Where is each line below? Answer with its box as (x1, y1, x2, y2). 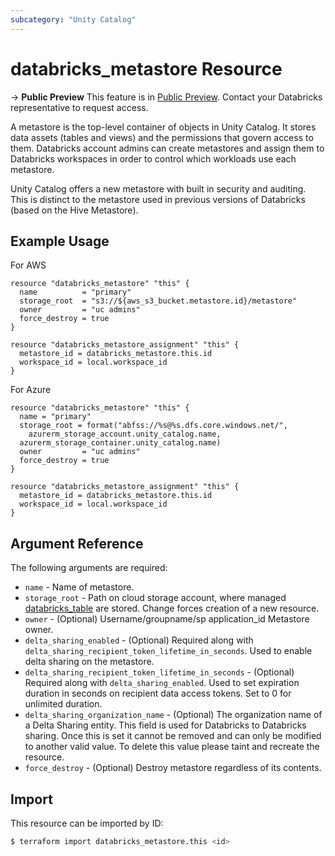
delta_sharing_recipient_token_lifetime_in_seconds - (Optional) (24, 666, 295, 678)
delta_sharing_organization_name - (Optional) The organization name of (24, 709, 323, 721)
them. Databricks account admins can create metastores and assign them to (10, 142, 325, 154)
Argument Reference (10, 535, 144, 552)
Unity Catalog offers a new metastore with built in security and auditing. (10, 182, 307, 195)
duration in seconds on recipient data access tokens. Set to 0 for (24, 687, 292, 700)
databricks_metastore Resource (10, 57, 283, 80)
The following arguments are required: (10, 562, 168, 574)
